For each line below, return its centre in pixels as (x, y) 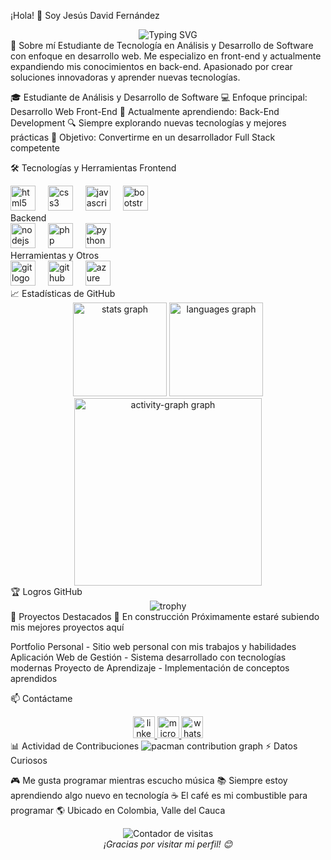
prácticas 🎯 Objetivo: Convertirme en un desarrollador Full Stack (143, 137)
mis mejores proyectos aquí (67, 627)
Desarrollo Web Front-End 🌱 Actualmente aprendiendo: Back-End (145, 111)
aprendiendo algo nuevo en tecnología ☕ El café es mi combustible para (159, 795)
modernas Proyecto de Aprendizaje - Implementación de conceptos (150, 668)
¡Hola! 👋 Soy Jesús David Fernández (85, 15)
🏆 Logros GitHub (46, 591)
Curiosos (29, 760)
